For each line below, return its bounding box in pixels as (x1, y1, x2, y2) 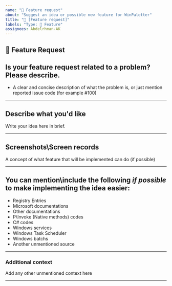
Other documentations (12, 208, 60, 214)
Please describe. (5, 71, 60, 79)
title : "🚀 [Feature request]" (5, 17, 70, 22)
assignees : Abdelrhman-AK (5, 27, 60, 32)
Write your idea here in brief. (5, 123, 66, 129)
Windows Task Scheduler (12, 230, 67, 236)
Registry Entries (12, 197, 47, 204)
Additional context (5, 258, 53, 266)
